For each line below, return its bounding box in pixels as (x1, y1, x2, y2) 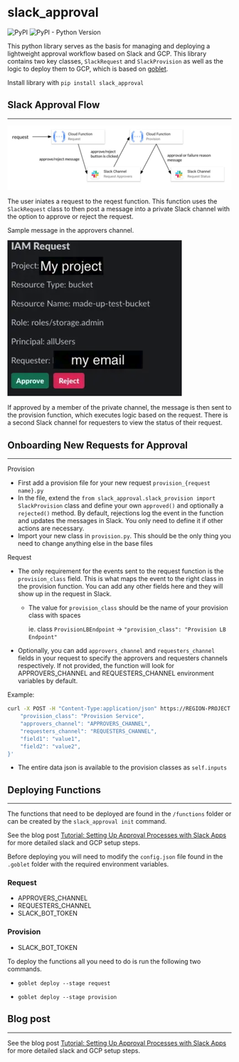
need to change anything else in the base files (17, 540, 153, 548)
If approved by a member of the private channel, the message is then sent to (7, 403, 232, 412)
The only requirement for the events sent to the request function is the (17, 567, 224, 575)
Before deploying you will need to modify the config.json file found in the (7, 852, 223, 861)
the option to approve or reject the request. (7, 212, 134, 221)
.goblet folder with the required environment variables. (7, 860, 169, 869)
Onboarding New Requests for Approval (7, 439, 188, 451)
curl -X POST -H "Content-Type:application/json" (7, 705, 158, 712)
